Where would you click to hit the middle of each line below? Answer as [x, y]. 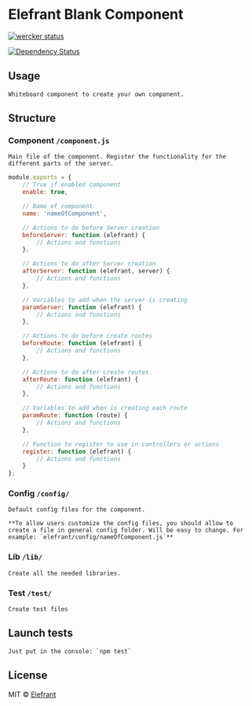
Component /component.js [59, 141]
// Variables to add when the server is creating [105, 300]
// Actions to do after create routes [86, 372]
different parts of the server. [61, 164]
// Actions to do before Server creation [91, 228]
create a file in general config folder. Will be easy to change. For [126, 530]
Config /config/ [39, 494]
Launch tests [40, 633]
